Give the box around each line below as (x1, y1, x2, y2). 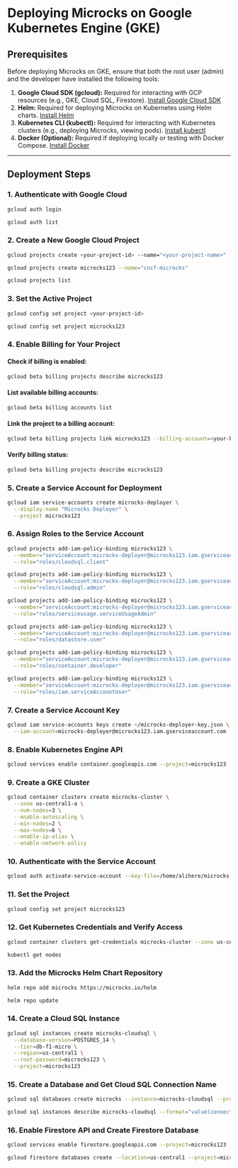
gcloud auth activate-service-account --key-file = (7, 873, 160, 880)
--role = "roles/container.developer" (13, 662, 122, 670)
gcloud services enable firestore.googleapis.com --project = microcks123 (7, 1141, 227, 1149)
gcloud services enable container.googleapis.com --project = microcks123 (7, 761, 227, 768)
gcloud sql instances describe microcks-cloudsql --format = (7, 1108, 189, 1115)
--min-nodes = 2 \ (13, 820, 62, 827)
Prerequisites (7, 48, 68, 60)
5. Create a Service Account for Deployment (7, 483, 162, 492)
